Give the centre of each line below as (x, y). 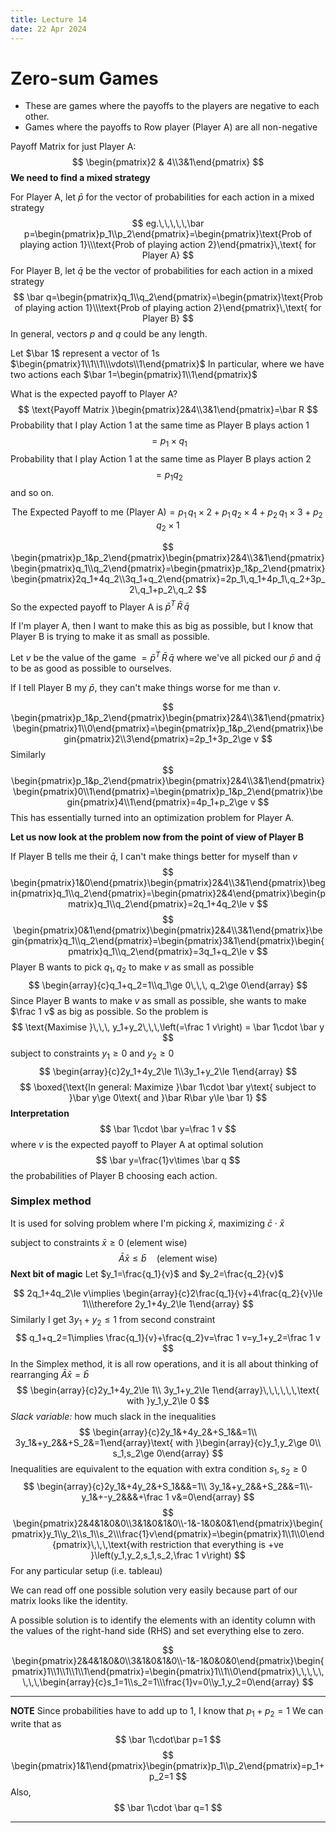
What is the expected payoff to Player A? (94, 394)
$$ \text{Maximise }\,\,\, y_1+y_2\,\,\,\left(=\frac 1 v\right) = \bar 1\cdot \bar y (168, 1027)
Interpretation (40, 1113)
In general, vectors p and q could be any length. (109, 334)
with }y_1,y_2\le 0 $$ (168, 1400)
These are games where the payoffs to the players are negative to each (172, 106)
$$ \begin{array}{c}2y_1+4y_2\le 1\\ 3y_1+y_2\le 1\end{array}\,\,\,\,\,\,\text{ (168, 1390)
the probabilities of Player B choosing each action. (114, 1175)
